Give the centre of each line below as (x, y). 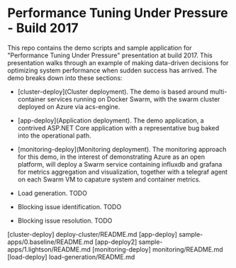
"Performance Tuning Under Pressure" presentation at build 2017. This (110, 55)
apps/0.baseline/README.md (50, 242)
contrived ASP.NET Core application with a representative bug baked (118, 128)
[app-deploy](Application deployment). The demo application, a (111, 120)
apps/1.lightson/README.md (49, 249)
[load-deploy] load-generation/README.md (71, 257)
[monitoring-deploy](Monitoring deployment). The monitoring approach (122, 149)
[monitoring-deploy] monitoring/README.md (157, 249)
